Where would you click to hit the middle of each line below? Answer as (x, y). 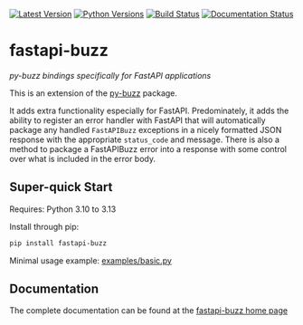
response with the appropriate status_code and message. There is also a (145, 139)
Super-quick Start (61, 187)
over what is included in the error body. (83, 158)
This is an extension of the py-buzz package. (94, 93)
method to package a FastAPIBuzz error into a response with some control (148, 148)
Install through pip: (44, 226)
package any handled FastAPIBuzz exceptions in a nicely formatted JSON (146, 129)
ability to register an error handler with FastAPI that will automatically (137, 120)
